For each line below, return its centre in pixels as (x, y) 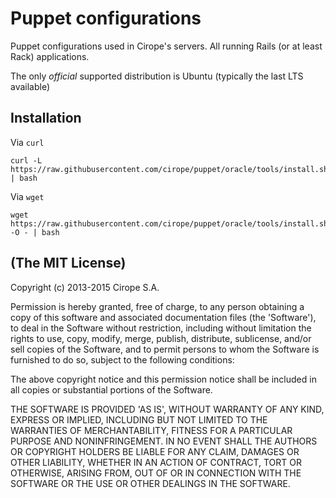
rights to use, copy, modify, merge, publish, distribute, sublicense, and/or (161, 338)
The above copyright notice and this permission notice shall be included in (163, 379)
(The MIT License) (68, 263)
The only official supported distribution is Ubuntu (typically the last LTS (157, 76)
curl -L (26, 160)
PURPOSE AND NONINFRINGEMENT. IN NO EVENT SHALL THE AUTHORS (164, 441)
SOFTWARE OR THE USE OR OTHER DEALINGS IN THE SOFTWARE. (150, 483)
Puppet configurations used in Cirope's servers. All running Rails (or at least (166, 46)
